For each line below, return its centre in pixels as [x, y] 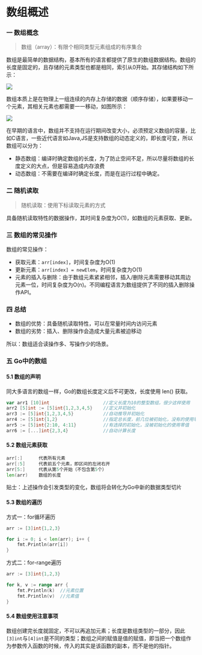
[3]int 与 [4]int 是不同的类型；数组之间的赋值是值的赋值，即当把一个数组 [96, 638]
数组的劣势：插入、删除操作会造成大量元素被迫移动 [78, 331]
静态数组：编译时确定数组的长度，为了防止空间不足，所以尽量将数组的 [102, 159]
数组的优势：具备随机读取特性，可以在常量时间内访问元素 [86, 324]
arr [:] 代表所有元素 [36, 458]
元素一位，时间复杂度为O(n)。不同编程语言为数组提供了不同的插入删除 [102, 285]
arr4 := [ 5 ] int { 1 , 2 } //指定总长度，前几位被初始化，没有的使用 [100, 420]
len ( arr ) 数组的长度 [34, 475]
